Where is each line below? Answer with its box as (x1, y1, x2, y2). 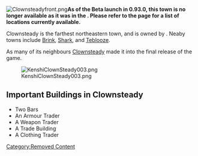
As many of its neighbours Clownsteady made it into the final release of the (6, 48, 193, 55)
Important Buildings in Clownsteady (6, 90, 143, 100)
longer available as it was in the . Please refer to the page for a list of (6, 12, 179, 19)
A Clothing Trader (14, 131, 59, 138)
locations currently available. (6, 19, 81, 25)
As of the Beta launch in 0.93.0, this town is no (67, 6, 186, 13)
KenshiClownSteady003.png (21, 73, 92, 79)
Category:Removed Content (6, 143, 76, 150)
